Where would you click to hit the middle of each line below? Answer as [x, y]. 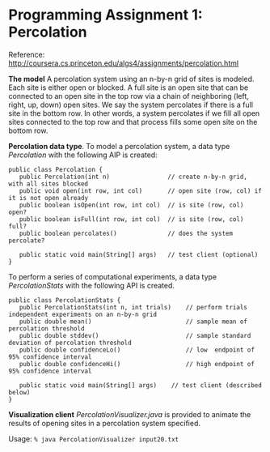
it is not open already [49, 198]
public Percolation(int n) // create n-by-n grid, [133, 177]
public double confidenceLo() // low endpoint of [137, 350]
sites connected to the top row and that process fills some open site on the [133, 122]
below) [19, 392]
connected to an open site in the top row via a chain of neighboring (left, [129, 96]
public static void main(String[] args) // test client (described [141, 385]
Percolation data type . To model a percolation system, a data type [119, 146]
